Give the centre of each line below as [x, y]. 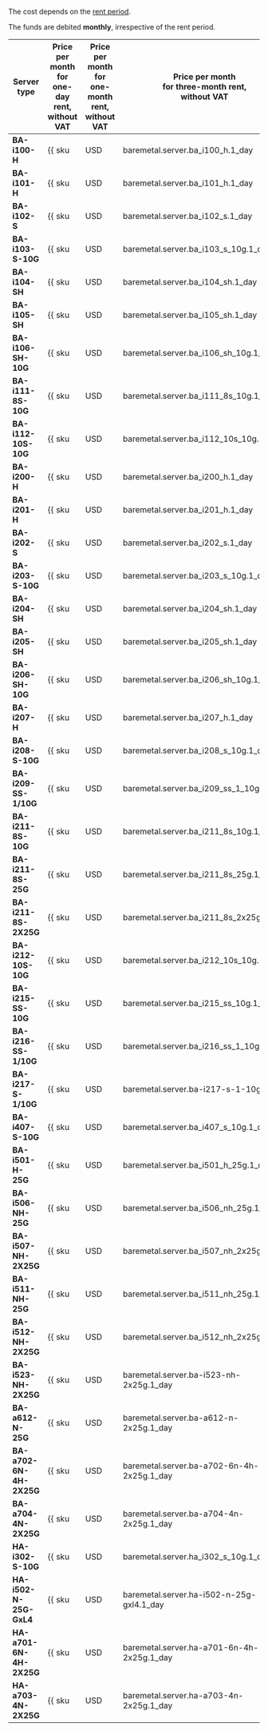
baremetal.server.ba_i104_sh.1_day [190, 282]
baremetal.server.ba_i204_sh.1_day [190, 609]
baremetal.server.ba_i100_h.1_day [188, 150]
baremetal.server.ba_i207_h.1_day [188, 717]
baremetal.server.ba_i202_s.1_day [187, 543]
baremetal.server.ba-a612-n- [181, 1418]
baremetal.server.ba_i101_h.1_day [188, 183]
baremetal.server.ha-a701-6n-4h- [191, 1647]
